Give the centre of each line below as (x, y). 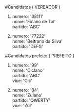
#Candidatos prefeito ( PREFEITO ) (40, 56)
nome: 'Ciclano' (28, 70)
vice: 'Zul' (22, 105)
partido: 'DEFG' (28, 46)
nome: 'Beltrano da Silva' (37, 41)
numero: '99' (25, 65)
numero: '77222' (29, 36)
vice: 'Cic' (22, 80)
